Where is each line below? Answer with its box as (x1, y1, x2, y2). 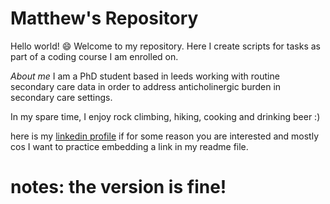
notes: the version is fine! (10, 176, 227, 199)
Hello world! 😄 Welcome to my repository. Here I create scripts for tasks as (10, 40, 321, 52)
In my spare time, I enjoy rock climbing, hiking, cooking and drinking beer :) (10, 110, 321, 122)
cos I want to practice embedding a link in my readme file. (10, 140, 249, 152)
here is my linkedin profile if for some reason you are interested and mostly (10, 130, 319, 142)
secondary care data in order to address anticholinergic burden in (10, 80, 282, 92)
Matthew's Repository (10, 7, 199, 30)
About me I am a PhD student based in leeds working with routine (10, 70, 280, 82)
